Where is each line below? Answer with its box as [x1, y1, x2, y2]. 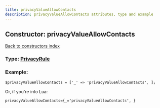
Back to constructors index [5, 43, 60, 49]
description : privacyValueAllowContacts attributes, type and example [5, 12, 154, 17]
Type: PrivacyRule [5, 55, 50, 62]
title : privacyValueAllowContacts [5, 7, 77, 12]
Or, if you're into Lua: [5, 88, 48, 94]
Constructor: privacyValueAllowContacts [5, 30, 135, 38]
